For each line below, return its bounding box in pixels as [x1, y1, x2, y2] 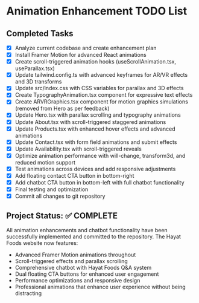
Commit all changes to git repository [14, 192, 106, 200]
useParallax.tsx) [14, 65, 55, 72]
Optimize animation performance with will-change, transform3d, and [14, 152, 186, 159]
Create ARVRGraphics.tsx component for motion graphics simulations [14, 98, 188, 105]
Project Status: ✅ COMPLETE [6, 210, 118, 221]
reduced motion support [14, 158, 76, 166]
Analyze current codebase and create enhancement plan [14, 44, 157, 51]
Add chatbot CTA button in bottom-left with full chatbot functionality [14, 178, 185, 186]
